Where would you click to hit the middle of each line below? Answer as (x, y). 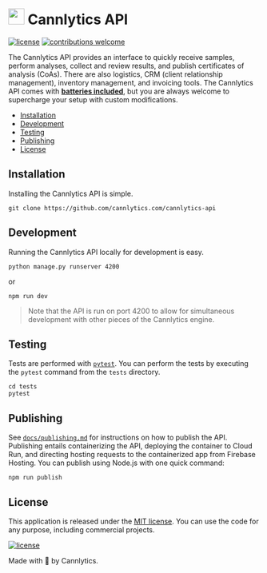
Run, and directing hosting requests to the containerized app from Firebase (132, 455)
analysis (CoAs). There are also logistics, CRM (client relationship (116, 74)
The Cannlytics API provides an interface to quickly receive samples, (122, 57)
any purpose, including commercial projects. (82, 530)
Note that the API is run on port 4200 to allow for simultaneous (131, 311)
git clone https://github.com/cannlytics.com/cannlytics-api (112, 208)
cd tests (23, 387)
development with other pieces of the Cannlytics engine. (121, 319)
